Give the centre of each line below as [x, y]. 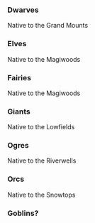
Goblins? [23, 213]
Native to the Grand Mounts [48, 26]
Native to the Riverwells [42, 161]
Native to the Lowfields [41, 127]
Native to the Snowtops [41, 195]
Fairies [19, 77]
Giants [19, 111]
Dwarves [23, 10]
